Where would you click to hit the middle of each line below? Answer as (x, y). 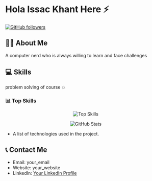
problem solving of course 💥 (35, 87)
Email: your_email (31, 162)
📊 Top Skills (21, 101)
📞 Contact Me (26, 150)
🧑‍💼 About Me (27, 43)
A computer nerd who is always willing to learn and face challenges (76, 55)
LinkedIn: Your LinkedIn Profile (45, 173)
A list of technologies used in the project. (56, 133)
